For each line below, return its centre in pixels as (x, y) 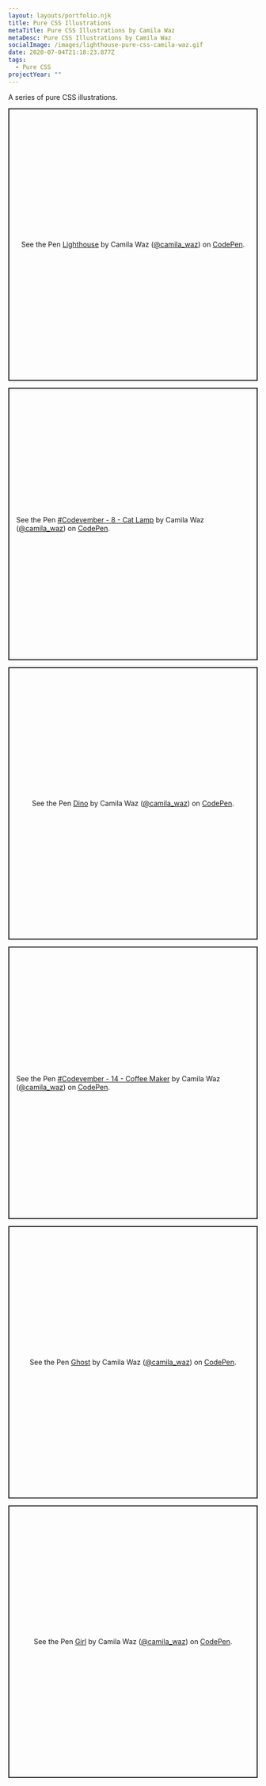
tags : (17, 60)
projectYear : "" (35, 75)
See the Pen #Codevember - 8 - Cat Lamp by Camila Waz (110, 519)
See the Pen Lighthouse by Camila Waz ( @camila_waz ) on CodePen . (133, 245)
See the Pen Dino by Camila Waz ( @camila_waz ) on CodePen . (133, 803)
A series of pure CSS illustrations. (63, 97)
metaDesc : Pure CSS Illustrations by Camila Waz (90, 38)
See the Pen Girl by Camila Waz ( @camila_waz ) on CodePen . (133, 1642)
